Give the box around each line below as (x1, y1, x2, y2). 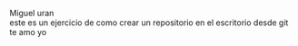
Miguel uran (9, 8, 55, 18)
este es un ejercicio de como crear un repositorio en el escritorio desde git (9, 17, 289, 28)
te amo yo (9, 27, 47, 37)
